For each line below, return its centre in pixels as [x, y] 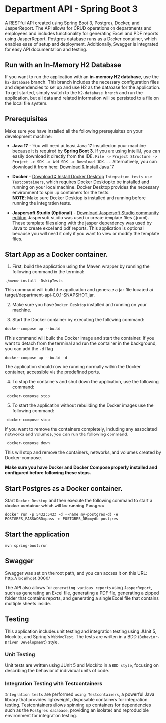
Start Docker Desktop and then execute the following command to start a [79, 501]
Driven [12, 642]
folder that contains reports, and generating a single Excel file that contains [82, 598]
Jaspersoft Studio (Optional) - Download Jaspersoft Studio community [85, 213]
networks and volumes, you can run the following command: [67, 434]
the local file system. [26, 103]
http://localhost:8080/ [28, 578]
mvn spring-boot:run [27, 546]
